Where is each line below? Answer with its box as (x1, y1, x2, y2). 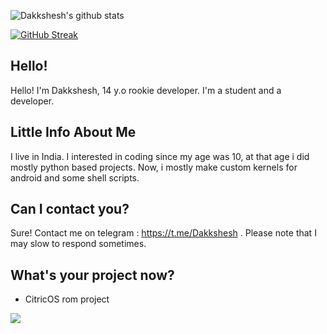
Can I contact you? (10, 201, 130, 218)
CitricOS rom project (24, 293, 110, 305)
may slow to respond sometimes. (10, 238, 147, 250)
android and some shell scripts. (10, 171, 140, 184)
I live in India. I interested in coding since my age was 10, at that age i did (10, 150, 310, 162)
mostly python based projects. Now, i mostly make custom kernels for (10, 161, 298, 173)
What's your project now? (10, 266, 175, 284)
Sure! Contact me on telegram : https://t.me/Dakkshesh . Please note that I (10, 227, 317, 239)
